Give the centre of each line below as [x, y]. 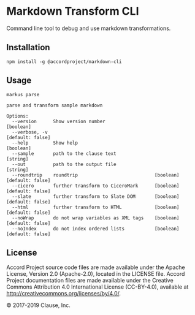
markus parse [23, 94]
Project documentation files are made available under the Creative [90, 281]
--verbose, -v [30, 132]
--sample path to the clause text [64, 154]
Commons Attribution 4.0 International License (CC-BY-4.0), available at [97, 287]
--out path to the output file [64, 164]
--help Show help [45, 143]
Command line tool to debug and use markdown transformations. [89, 28]
